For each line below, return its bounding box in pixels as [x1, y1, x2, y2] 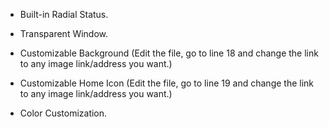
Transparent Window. [19, 28, 109, 39]
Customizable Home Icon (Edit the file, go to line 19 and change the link [19, 77, 315, 89]
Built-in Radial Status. [19, 9, 109, 20]
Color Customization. [19, 107, 108, 119]
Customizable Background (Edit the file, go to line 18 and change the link [19, 47, 319, 59]
